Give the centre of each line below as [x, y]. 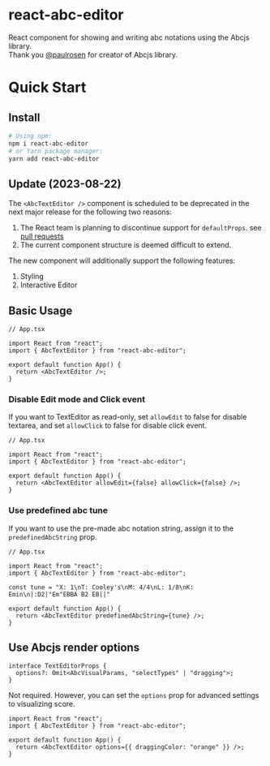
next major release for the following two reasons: [90, 212]
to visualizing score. [42, 704]
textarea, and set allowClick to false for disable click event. [108, 426]
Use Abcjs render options [74, 648]
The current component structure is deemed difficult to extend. [126, 245]
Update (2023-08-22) [65, 184]
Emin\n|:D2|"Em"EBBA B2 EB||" [60, 594]
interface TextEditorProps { [58, 666]
